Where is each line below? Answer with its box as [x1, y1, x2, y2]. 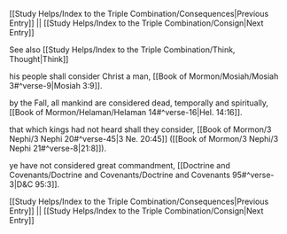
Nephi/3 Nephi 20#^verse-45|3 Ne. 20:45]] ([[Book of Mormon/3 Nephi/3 [9, 134, 279, 144]
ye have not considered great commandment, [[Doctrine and [9, 160, 230, 170]
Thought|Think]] [9, 54, 69, 64]
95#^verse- [231, 169, 275, 180]
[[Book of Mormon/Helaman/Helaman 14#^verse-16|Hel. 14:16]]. [9, 107, 243, 117]
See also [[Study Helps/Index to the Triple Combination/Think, [9, 44, 236, 55]
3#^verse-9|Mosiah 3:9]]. [9, 81, 103, 90]
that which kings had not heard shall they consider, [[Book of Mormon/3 [9, 124, 272, 135]
